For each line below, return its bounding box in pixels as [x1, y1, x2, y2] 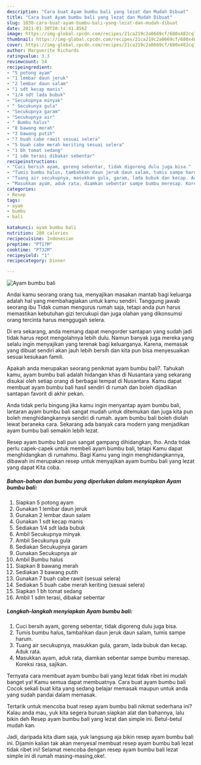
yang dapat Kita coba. [7, 464, 61, 471]
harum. [15, 636, 33, 643]
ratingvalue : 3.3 [7, 53, 50, 59]
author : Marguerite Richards [7, 48, 79, 54]
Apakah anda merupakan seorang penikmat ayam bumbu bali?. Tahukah [7, 365, 184, 372]
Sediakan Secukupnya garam [15, 543, 88, 550]
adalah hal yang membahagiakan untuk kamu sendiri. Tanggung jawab [7, 298, 180, 305]
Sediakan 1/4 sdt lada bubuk [15, 524, 85, 531]
